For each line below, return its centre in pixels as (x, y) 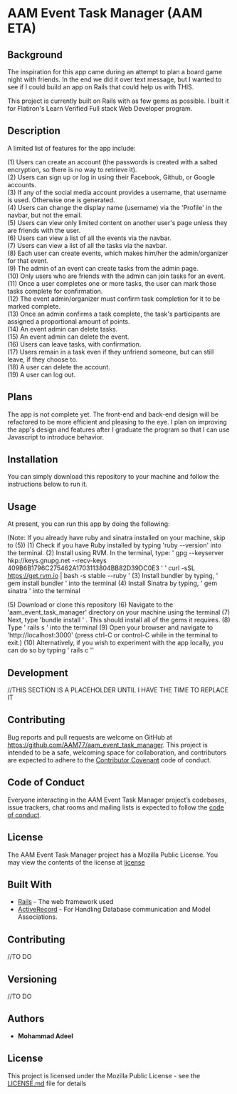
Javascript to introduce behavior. (56, 437)
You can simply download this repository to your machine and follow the (113, 477)
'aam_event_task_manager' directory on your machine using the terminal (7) (118, 612)
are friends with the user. (44, 230)
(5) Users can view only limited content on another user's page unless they (117, 222)
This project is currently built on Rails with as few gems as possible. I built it (118, 101)
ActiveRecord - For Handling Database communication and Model (114, 910)
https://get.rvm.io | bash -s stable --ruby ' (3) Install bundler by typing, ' (113, 576)
